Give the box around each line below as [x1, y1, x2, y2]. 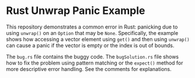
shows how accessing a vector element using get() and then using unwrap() [6, 36, 190, 42]
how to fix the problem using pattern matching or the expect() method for [6, 59, 183, 66]
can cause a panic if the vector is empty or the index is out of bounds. [6, 42, 175, 49]
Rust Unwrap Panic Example [6, 4, 145, 17]
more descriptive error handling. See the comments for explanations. [6, 65, 172, 72]
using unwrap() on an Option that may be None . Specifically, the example [6, 29, 179, 36]
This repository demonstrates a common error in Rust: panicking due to [6, 23, 178, 30]
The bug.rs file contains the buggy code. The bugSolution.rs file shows [6, 53, 179, 60]
